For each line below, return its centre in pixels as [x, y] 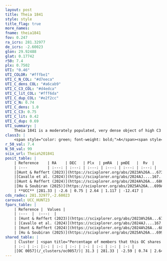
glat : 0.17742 [20, 56]
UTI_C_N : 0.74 [20, 103]
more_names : [17, 28]
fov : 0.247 [16, 38]
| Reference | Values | [40, 209]
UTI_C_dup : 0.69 [22, 121]
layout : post [19, 10]
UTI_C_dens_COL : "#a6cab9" [33, 84]
